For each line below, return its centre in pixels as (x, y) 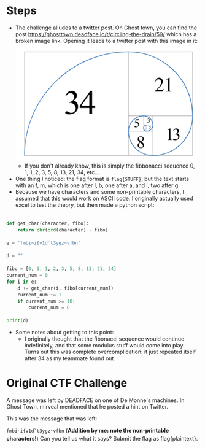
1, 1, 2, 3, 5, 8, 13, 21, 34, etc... (62, 172)
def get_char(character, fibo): (48, 224)
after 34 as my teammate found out (69, 358)
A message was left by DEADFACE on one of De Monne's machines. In (95, 400)
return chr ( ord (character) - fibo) (63, 230)
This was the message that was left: (52, 419)
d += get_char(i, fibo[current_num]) (66, 288)
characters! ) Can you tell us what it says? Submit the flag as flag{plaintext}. (102, 438)
